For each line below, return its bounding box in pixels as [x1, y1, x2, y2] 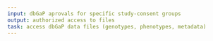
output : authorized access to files [7, 17, 115, 24]
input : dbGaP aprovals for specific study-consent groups [7, 10, 181, 17]
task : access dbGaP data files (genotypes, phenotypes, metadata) [7, 23, 207, 30]
